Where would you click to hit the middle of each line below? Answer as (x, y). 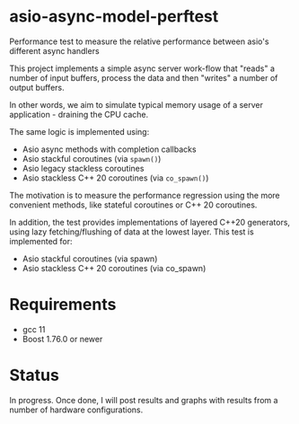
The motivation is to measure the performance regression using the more (145, 195)
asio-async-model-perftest (114, 17)
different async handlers (55, 50)
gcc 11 (34, 329)
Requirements (63, 305)
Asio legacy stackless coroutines (83, 168)
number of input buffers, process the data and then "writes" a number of (144, 77)
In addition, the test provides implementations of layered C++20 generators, (149, 222)
